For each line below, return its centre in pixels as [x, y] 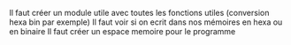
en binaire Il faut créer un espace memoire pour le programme [123, 31]
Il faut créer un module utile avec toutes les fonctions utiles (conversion [139, 13]
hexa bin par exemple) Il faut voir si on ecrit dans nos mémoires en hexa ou [146, 22]
